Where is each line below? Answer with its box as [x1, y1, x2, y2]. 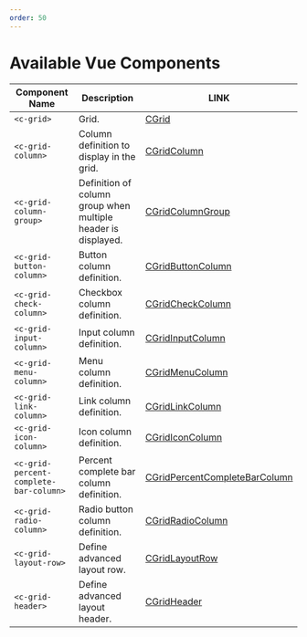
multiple [79, 211, 113, 224]
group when [79, 199, 131, 212]
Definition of [79, 176, 132, 189]
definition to [79, 139, 131, 151]
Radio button [79, 503, 134, 516]
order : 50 [9, 13, 48, 23]
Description [81, 91, 134, 104]
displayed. [79, 234, 123, 246]
